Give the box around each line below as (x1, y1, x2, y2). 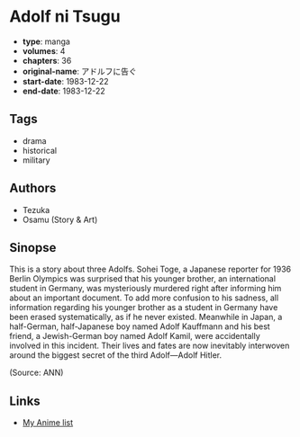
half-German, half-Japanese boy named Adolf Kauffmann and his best (9, 321, 270, 332)
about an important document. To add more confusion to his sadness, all (9, 292, 279, 303)
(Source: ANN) (9, 367, 64, 379)
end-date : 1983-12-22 (22, 85, 105, 96)
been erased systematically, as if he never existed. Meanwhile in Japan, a (9, 312, 283, 323)
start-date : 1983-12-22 (22, 76, 110, 86)
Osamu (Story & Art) (22, 214, 98, 225)
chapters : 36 (22, 55, 72, 66)
